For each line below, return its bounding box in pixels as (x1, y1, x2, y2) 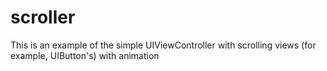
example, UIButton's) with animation (10, 49, 160, 61)
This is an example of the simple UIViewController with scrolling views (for (10, 39, 317, 51)
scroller (10, 6, 76, 29)
